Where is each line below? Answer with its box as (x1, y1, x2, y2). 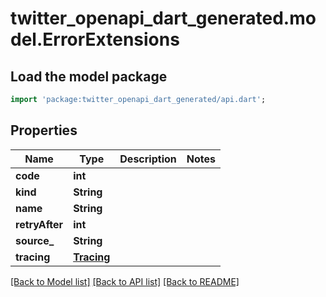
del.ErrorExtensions (10, 28, 180, 51)
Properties (10, 122, 78, 139)
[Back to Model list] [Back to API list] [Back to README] (10, 275, 240, 287)
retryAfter (15, 217, 64, 231)
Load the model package (10, 68, 168, 85)
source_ (15, 233, 55, 247)
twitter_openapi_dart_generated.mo (10, 7, 317, 30)
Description (119, 152, 177, 166)
